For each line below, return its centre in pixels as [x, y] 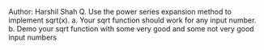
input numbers [33, 37]
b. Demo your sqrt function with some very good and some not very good [131, 29]
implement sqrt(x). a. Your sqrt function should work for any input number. [132, 20]
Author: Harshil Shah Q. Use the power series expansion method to [120, 12]
